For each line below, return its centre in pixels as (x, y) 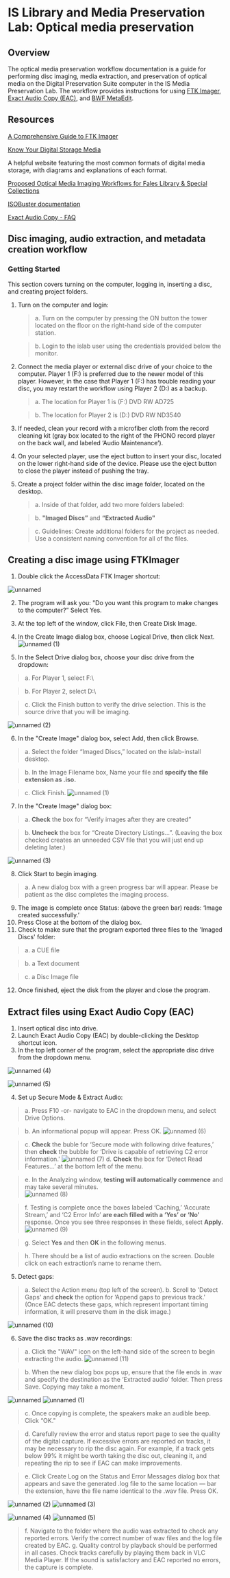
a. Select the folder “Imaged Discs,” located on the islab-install (113, 752)
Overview (29, 52)
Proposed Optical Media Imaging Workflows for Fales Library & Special (108, 183)
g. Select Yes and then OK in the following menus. (95, 1243)
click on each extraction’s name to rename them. (93, 1263)
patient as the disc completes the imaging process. (97, 895)
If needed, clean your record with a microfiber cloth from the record (113, 428)
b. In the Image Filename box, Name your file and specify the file (116, 773)
